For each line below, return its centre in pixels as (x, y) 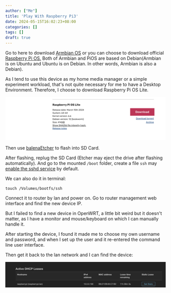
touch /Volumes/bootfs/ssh (34, 188)
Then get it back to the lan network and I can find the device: (69, 255)
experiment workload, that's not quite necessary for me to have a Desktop (83, 84)
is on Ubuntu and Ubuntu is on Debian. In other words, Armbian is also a (81, 64)
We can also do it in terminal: (36, 178)
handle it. (15, 224)
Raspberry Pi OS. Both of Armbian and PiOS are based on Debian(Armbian (83, 58)
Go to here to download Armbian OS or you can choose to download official (85, 53)
